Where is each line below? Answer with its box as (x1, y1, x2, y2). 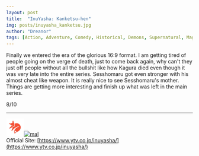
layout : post (6, 9, 38, 15)
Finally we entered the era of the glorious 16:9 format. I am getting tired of (6, 52, 187, 59)
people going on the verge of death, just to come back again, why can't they (6, 58, 192, 65)
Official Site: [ (6, 137, 40, 144)
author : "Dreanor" (6, 28, 52, 34)
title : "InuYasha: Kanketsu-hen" (6, 15, 92, 22)
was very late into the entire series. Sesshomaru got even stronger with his (6, 71, 189, 78)
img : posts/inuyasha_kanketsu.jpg (6, 22, 92, 28)
